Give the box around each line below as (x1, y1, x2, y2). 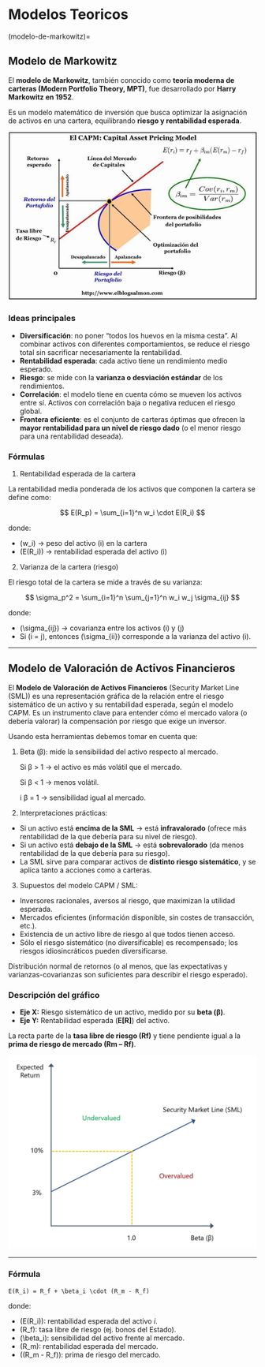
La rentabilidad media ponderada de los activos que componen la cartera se (8, 484, 256, 494)
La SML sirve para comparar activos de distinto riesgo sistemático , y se (19, 857, 256, 866)
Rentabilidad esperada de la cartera (19, 469, 136, 479)
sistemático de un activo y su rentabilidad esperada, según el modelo (8, 700, 234, 709)
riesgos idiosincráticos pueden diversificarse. (19, 946, 168, 955)
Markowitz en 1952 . (8, 92, 74, 102)
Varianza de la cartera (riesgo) (19, 562, 119, 572)
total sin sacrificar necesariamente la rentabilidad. (19, 347, 182, 357)
